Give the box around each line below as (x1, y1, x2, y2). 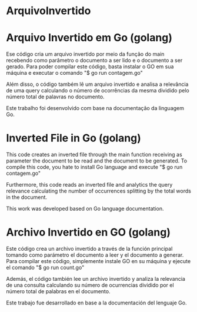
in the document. (6, 194, 48, 201)
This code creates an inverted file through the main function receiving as (6, 151, 182, 158)
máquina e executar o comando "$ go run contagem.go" (6, 69, 143, 77)
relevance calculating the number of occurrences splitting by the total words (6, 187, 191, 195)
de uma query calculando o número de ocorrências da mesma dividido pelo (6, 87, 189, 94)
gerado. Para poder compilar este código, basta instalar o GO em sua (6, 63, 174, 70)
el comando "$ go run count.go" (6, 264, 85, 271)
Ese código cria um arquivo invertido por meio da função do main (6, 51, 165, 58)
